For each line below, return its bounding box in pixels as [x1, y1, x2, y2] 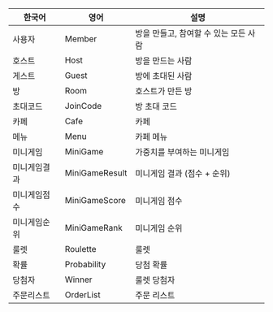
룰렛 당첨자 [135, 275, 175, 285]
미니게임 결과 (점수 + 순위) [135, 168, 231, 179]
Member [64, 33, 97, 44]
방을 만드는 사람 [135, 55, 193, 66]
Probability [64, 259, 106, 270]
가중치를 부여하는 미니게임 [135, 146, 230, 158]
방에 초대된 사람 [135, 71, 193, 81]
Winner [64, 274, 93, 285]
